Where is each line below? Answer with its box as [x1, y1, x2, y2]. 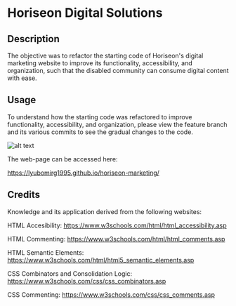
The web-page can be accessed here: [7, 154, 118, 163]
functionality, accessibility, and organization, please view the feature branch [7, 120, 228, 128]
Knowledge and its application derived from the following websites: [7, 207, 202, 215]
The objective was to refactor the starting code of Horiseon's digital [7, 51, 204, 60]
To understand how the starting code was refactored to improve [7, 112, 192, 121]
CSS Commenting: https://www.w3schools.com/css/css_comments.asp [7, 290, 216, 299]
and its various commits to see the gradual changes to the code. [7, 128, 193, 136]
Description [7, 33, 60, 45]
